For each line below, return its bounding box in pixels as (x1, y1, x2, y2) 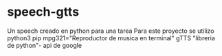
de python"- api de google (7, 41, 82, 49)
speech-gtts (7, 4, 80, 20)
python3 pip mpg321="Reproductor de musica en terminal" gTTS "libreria (7, 33, 215, 42)
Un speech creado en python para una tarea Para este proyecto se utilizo (7, 27, 214, 35)
